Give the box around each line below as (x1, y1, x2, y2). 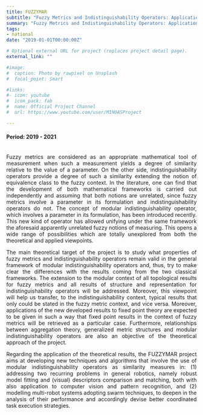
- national (6, 32, 34, 38)
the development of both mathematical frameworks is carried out (6, 185, 197, 193)
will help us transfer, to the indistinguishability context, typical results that (6, 293, 197, 300)
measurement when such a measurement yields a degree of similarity (6, 159, 197, 167)
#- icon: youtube (6, 92, 50, 99)
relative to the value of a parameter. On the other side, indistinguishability (6, 166, 197, 173)
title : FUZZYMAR (6, 8, 47, 15)
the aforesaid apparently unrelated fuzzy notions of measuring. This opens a (6, 224, 197, 231)
